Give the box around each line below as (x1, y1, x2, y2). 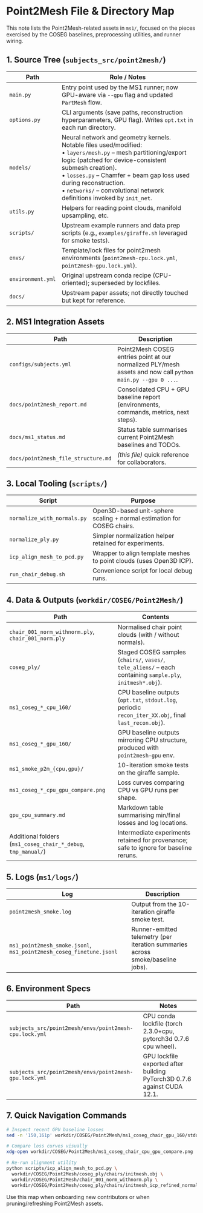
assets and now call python (117, 368, 194, 376)
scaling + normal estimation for (92, 514, 181, 523)
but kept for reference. (61, 296, 126, 304)
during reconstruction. (61, 178, 125, 187)
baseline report (117, 392, 161, 401)
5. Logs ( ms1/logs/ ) (6, 872, 79, 882)
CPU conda (143, 1012, 175, 1020)
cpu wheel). (143, 1042, 177, 1050)
